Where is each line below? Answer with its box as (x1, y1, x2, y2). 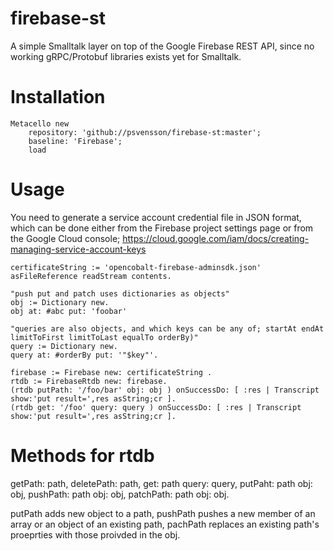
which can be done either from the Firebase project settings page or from (10, 222, 314, 234)
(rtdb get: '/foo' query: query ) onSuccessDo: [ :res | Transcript (10, 402, 302, 412)
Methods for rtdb (10, 445, 155, 467)
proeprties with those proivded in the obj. (10, 528, 181, 541)
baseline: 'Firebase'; (28, 136, 123, 146)
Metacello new (10, 118, 70, 129)
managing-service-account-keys (10, 243, 147, 255)
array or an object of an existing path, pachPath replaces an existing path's (10, 518, 320, 530)
